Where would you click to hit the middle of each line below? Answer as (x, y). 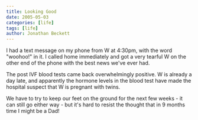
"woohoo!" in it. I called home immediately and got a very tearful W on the (96, 57)
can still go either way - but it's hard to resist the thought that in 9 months (95, 105)
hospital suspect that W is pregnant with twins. (63, 87)
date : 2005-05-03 (27, 17)
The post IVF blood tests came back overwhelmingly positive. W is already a (99, 74)
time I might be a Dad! (33, 111)
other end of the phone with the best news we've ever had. (78, 63)
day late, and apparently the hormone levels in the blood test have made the (99, 81)
